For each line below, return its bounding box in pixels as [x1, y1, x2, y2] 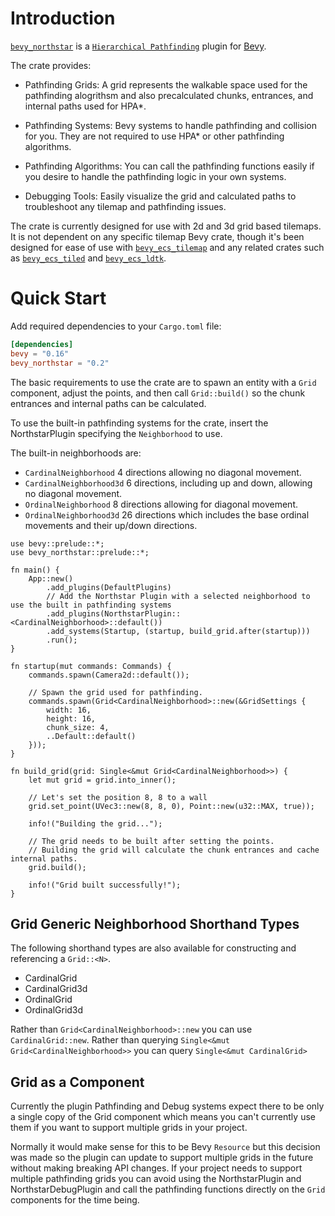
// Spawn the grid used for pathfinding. [28, 687, 203, 697]
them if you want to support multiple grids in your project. [10, 1122, 248, 1134]
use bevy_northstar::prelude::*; [10, 547, 150, 557]
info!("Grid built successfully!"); [28, 880, 182, 890]
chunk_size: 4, [46, 722, 110, 732]
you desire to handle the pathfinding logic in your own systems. [24, 170, 287, 182]
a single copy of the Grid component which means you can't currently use [10, 1111, 316, 1123]
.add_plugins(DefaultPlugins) [46, 582, 172, 592]
